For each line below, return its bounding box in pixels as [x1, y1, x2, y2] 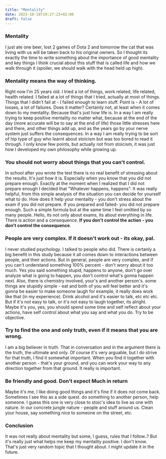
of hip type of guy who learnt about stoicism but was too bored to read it [5, 136, 153, 141]
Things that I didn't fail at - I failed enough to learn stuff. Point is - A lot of [5, 99, 154, 105]
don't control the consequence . [5, 223, 72, 229]
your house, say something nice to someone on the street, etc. [5, 410, 132, 416]
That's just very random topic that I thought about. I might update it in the [5, 444, 154, 450]
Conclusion [5, 422, 34, 429]
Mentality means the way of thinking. [5, 77, 97, 84]
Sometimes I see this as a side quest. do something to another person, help [5, 394, 159, 400]
